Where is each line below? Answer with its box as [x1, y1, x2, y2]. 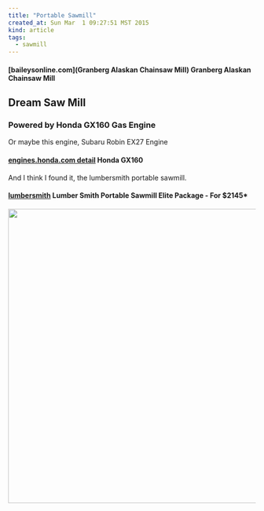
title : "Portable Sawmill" [8, 11, 97, 20]
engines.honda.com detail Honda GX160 [8, 155, 144, 165]
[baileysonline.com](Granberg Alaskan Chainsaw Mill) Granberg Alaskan [8, 64, 251, 75]
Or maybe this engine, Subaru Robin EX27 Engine [8, 137, 168, 147]
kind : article [8, 26, 55, 34]
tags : [8, 33, 26, 42]
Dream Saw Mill [8, 96, 86, 110]
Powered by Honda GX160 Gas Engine [8, 119, 156, 130]
